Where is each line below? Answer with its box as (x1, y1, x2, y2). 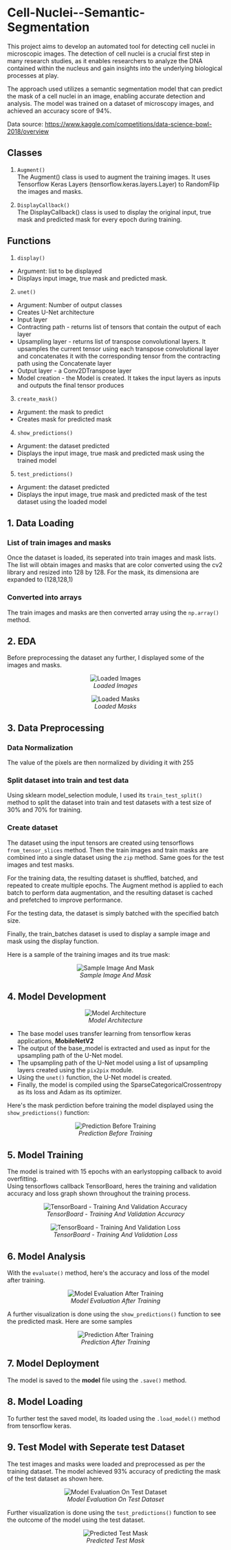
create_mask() (16, 395, 58, 403)
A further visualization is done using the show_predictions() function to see (7, 1310, 221, 1318)
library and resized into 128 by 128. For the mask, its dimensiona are (7, 568, 199, 577)
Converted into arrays (7, 593, 82, 602)
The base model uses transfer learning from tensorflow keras (16, 1030, 191, 1038)
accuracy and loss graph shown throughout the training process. (7, 1189, 191, 1197)
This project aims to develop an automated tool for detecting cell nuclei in (7, 42, 215, 50)
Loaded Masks (94, 702, 137, 711)
